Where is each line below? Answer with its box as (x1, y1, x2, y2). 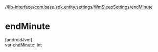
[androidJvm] (5, 37, 33, 42)
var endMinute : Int (5, 42, 42, 48)
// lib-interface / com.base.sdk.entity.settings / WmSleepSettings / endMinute (5, 4, 153, 10)
